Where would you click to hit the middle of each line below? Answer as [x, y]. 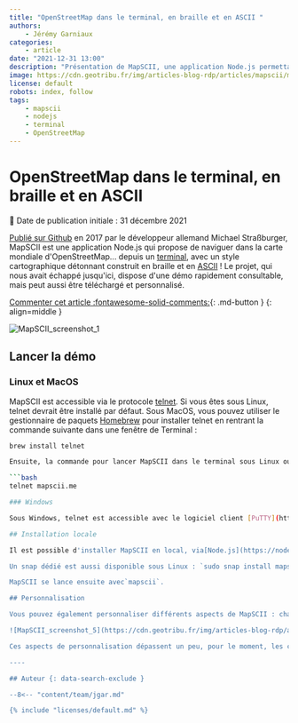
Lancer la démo [53, 357]
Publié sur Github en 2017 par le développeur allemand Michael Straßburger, [149, 237]
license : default [41, 83]
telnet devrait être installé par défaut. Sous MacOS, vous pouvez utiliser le [145, 410]
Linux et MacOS [44, 382]
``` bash [24, 478]
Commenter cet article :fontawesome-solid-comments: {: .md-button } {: [141, 302]
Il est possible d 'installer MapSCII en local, [99, 550]
